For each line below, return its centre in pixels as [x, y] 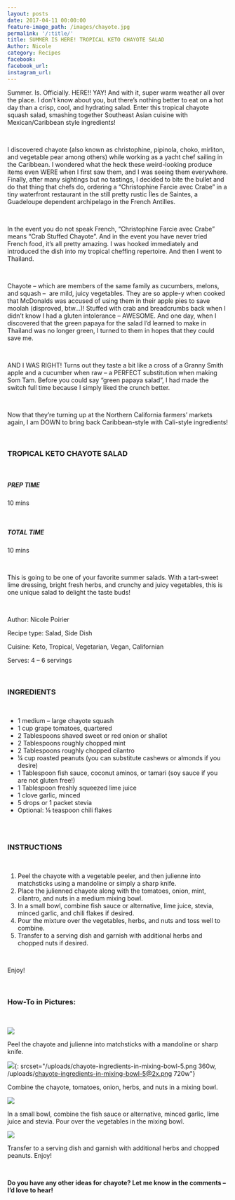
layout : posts [28, 14]
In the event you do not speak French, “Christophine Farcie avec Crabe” [111, 229]
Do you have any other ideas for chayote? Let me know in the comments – [117, 1182]
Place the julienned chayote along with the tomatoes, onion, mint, [112, 891]
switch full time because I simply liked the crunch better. [89, 387]
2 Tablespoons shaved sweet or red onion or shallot [92, 736]
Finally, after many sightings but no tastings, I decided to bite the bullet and [116, 179]
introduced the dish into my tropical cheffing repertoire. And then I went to [115, 251]
